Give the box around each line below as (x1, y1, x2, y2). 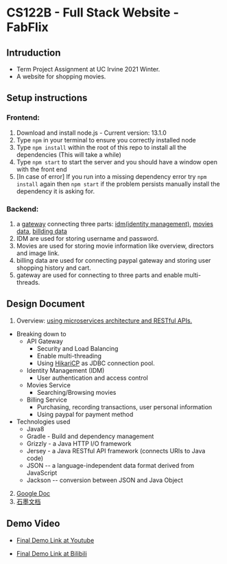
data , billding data (16, 227, 68, 235)
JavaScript (26, 468, 58, 477)
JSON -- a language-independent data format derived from (26, 461, 195, 469)
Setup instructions (6, 92, 88, 104)
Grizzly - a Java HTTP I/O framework (26, 439, 132, 448)
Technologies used (16, 417, 71, 426)
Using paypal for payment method (36, 410, 134, 418)
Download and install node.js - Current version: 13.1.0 (16, 129, 167, 137)
